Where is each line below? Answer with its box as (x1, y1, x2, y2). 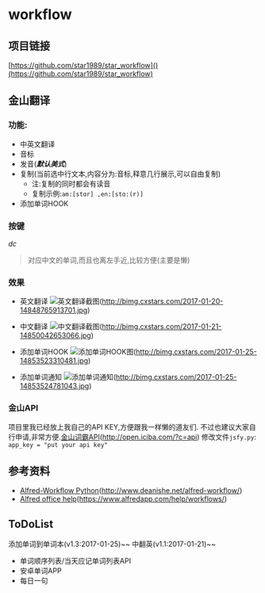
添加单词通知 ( (19, 373, 117, 382)
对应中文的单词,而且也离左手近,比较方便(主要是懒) (27, 255, 190, 265)
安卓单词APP (19, 566, 62, 576)
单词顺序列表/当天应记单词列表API (19, 557, 132, 566)
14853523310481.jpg (19, 356, 89, 365)
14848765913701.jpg (19, 305, 88, 315)
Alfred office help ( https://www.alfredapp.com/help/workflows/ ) (19, 494, 228, 504)
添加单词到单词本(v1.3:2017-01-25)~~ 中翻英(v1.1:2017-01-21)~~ (8, 539, 217, 549)
